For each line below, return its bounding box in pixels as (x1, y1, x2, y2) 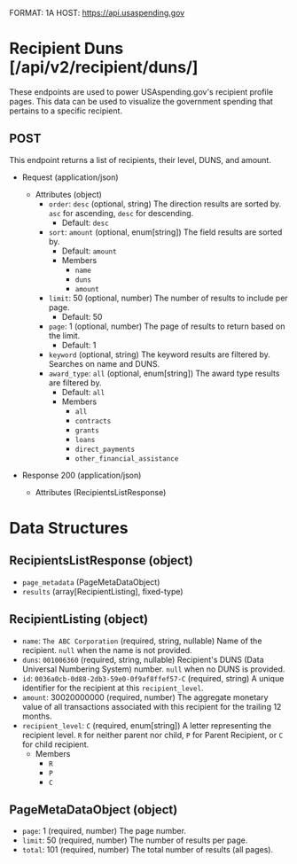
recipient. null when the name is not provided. (21, 644, 192, 655)
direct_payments (74, 445, 136, 454)
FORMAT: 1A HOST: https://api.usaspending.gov (9, 8, 185, 18)
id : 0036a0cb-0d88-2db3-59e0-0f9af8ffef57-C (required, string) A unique (21, 673, 285, 683)
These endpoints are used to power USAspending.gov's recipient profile (9, 86, 273, 97)
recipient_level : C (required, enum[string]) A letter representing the (21, 720, 272, 730)
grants (74, 425, 99, 435)
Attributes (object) (35, 189, 102, 199)
